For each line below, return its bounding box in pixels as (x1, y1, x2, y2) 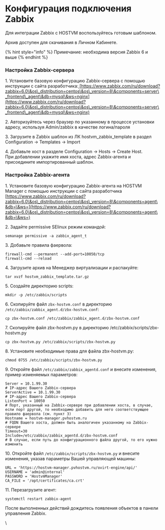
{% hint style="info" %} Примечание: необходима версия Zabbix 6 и (5, 49, 148, 55)
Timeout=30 (5, 429, 28, 434)
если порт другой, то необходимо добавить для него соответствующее (5, 407, 149, 412)
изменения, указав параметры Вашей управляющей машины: (5, 455, 136, 461)
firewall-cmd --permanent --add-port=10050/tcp (5, 252, 105, 257)
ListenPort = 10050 (5, 398, 45, 403)
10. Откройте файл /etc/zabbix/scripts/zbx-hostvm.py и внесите (5, 450, 140, 456)
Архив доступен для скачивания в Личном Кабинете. (5, 39, 118, 45)
